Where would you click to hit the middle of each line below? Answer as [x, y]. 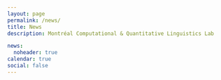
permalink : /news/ [34, 20]
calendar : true [29, 59]
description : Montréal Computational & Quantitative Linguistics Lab [111, 33]
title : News [24, 27]
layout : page [26, 14]
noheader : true [36, 53]
